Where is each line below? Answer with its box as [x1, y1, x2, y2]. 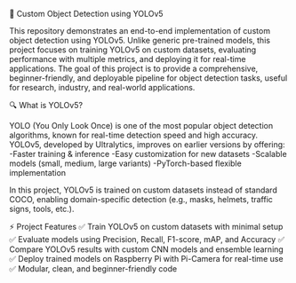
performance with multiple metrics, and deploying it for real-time [9, 54, 246, 64]
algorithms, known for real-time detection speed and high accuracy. [9, 130, 259, 140]
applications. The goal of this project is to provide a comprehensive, [9, 63, 259, 74]
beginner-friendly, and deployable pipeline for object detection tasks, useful [9, 73, 288, 83]
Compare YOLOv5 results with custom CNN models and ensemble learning [9, 244, 284, 255]
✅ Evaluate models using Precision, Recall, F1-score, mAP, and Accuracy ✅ [9, 234, 285, 244]
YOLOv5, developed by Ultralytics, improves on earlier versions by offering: [9, 139, 286, 150]
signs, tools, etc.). [9, 204, 75, 214]
